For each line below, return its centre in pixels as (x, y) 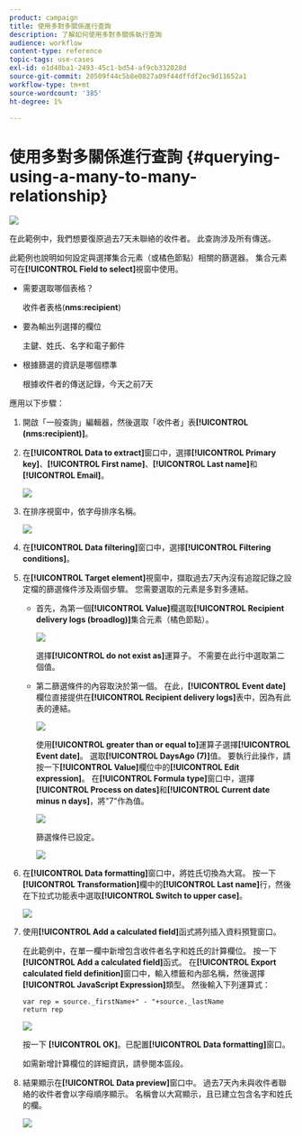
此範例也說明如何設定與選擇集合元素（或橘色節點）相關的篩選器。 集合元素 (148, 258)
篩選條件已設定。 (67, 837)
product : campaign (44, 18)
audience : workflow (46, 43)
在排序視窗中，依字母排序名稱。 (81, 511)
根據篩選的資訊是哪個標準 (70, 365)
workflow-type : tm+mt (50, 85)
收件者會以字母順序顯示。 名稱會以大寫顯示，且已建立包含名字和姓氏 (165, 1094)
